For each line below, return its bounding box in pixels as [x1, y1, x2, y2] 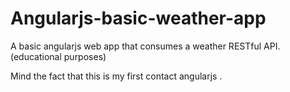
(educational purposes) [10, 50, 107, 62]
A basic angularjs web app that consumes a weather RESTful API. [10, 40, 281, 52]
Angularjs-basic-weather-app [10, 7, 267, 30]
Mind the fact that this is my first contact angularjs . [10, 70, 223, 82]
